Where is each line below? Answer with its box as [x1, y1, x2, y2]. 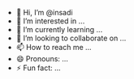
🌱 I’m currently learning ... [15, 25, 103, 34]
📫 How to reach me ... [15, 43, 92, 52]
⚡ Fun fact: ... [15, 63, 61, 73]
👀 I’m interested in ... [15, 16, 85, 26]
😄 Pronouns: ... [15, 54, 69, 64]
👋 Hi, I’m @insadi [15, 8, 73, 17]
